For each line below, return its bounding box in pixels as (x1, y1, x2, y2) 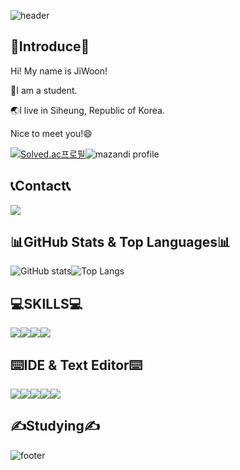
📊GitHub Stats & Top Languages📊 (10, 234, 232, 251)
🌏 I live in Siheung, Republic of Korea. (10, 104, 165, 116)
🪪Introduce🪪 (10, 38, 90, 55)
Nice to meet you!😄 (10, 127, 93, 139)
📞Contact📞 (10, 178, 72, 195)
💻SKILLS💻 (10, 295, 83, 312)
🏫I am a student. (10, 84, 78, 96)
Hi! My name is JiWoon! (10, 65, 108, 77)
